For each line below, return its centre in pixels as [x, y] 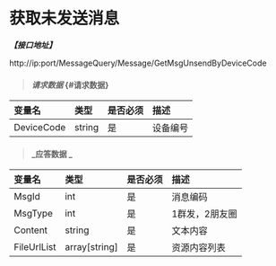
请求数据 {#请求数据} [70, 84]
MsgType [34, 214]
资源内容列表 [198, 248]
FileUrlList [35, 247]
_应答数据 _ [52, 154]
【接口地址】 [33, 45]
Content [30, 230]
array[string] [91, 247]
